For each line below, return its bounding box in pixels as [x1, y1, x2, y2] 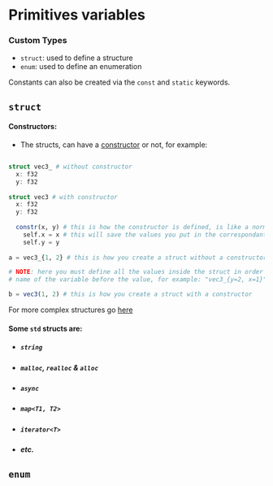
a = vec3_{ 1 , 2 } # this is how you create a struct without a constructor [8, 254, 267, 262]
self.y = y [23, 238, 60, 246]
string [19, 344, 43, 352]
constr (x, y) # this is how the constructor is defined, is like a [15, 223, 249, 232]
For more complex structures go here [8, 305, 133, 315]
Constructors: [8, 122, 58, 132]
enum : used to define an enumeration [19, 62, 142, 72]
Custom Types [8, 35, 67, 46]
